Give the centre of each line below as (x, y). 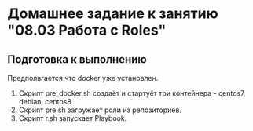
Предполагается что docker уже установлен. (83, 78)
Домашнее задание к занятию (113, 14)
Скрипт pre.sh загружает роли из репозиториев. (100, 110)
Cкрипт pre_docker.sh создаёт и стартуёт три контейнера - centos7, (132, 93)
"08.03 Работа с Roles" (87, 30)
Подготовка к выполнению (77, 59)
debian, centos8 (45, 102)
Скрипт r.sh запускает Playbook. (73, 118)
